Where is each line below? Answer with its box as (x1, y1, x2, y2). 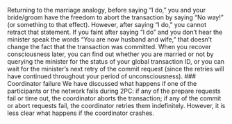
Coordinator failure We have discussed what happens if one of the (7, 80, 197, 87)
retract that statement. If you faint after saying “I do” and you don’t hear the (7, 28, 223, 36)
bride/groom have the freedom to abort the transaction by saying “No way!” (7, 13, 224, 21)
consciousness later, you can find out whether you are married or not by (7, 50, 214, 58)
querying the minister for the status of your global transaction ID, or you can (7, 57, 224, 65)
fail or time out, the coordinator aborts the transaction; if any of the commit (7, 94, 222, 103)
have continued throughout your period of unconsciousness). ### (7, 72, 197, 80)
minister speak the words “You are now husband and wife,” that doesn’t (7, 35, 213, 44)
